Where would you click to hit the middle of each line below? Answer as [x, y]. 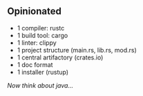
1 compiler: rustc [41, 28]
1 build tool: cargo [42, 35]
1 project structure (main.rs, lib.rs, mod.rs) [77, 50]
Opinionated [35, 11]
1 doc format [35, 64]
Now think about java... [40, 85]
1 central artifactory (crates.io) [60, 57]
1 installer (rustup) [43, 72]
